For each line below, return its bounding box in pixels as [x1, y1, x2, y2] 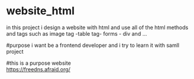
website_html [6, 4, 75, 18]
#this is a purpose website [6, 59, 72, 67]
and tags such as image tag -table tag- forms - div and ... [6, 30, 147, 37]
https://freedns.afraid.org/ [6, 65, 70, 72]
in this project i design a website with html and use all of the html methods [6, 24, 189, 31]
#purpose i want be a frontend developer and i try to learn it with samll [6, 42, 180, 49]
